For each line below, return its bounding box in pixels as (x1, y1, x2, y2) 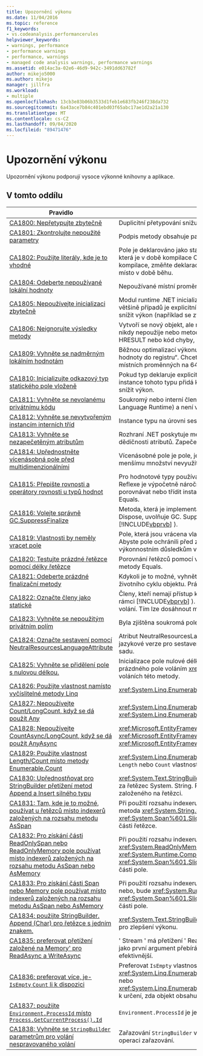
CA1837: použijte (9, 1001, 60, 1009)
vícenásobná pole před (9, 455, 74, 463)
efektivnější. (118, 951, 153, 960)
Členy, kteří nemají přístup (118, 589, 193, 598)
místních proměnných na (118, 360, 189, 369)
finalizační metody (9, 580, 62, 588)
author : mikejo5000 (6, 71, 56, 77)
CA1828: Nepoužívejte (9, 724, 74, 732)
